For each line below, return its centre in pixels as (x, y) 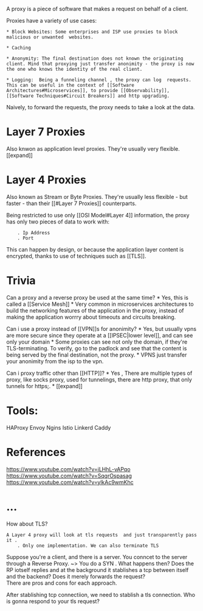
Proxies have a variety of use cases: (52, 20)
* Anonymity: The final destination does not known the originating (95, 59)
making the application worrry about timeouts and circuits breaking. (91, 317)
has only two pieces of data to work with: (58, 222)
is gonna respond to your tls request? (53, 601)
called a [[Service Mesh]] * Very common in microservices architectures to (100, 304)
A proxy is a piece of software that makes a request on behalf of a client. (97, 9)
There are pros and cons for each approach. (62, 583)
